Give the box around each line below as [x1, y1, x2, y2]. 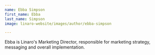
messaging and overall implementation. [4, 44, 85, 50]
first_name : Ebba [4, 12, 41, 17]
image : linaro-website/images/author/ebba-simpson [4, 21, 112, 26]
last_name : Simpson [4, 16, 45, 21]
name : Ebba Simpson [4, 7, 45, 12]
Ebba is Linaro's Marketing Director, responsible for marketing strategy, [4, 39, 151, 45]
